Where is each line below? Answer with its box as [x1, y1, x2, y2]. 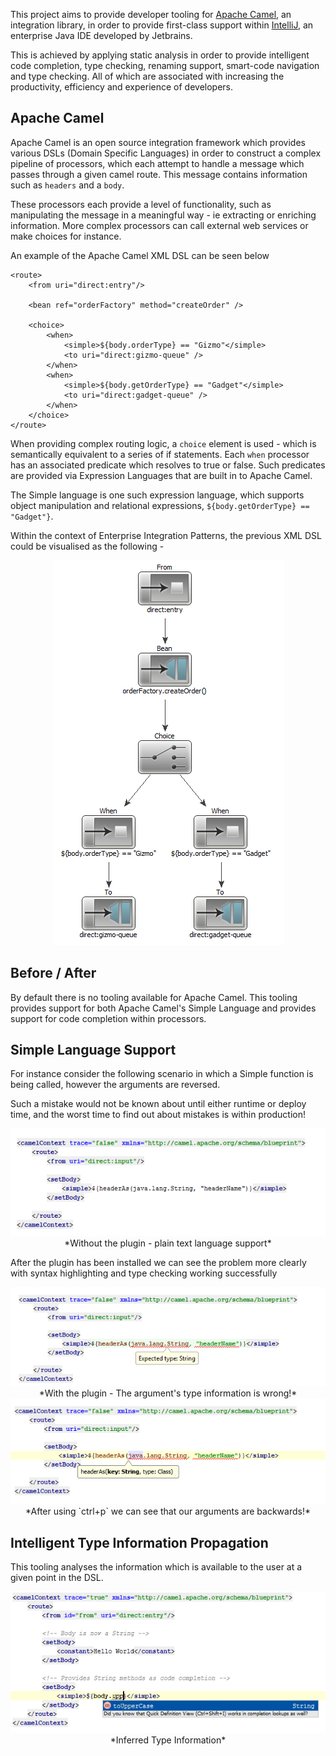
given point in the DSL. [10, 1572, 104, 1584]
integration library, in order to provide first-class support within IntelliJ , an [10, 19, 314, 31]
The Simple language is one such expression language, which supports [10, 489, 305, 501]
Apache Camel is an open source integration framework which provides [10, 136, 306, 148]
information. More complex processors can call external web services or [10, 219, 309, 231]
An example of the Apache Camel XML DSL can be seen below [10, 249, 270, 261]
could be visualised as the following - [10, 540, 165, 552]
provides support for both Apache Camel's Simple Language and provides [10, 1002, 317, 1014]
